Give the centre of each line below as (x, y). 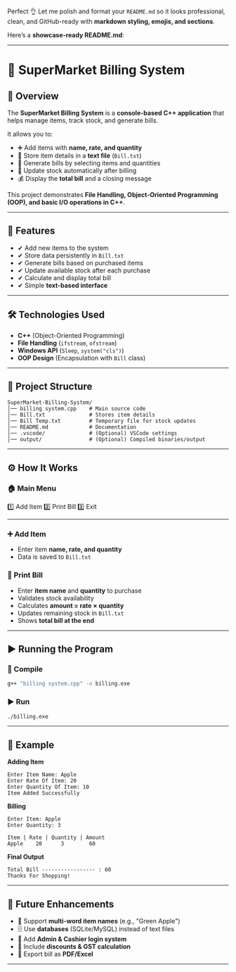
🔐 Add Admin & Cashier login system (72, 939)
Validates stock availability (56, 598)
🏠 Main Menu (32, 488)
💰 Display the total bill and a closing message (85, 178)
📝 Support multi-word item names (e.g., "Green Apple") (99, 921)
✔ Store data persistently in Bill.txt (71, 255)
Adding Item (26, 762)
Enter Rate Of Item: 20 (42, 781)
